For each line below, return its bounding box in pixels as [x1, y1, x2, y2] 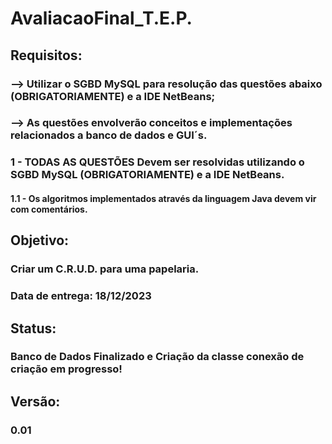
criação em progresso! [10, 362, 123, 376]
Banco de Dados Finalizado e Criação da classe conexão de [10, 350, 305, 364]
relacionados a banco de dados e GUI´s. [10, 128, 208, 142]
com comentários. [10, 203, 88, 215]
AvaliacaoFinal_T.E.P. [10, 7, 193, 30]
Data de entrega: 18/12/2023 [10, 289, 152, 303]
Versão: [10, 393, 61, 410]
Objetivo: [10, 232, 70, 249]
